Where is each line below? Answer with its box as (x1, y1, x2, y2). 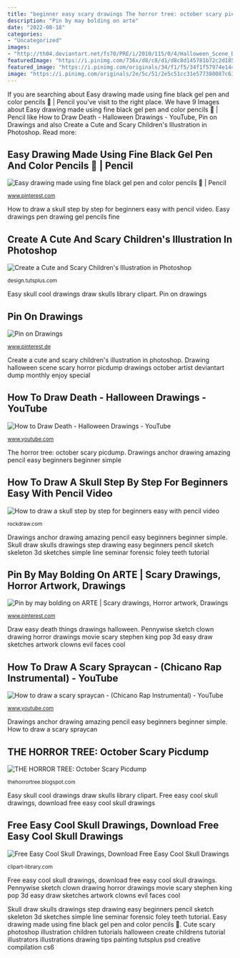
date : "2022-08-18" (7, 24, 66, 31)
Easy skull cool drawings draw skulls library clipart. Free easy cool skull (7, 791, 218, 799)
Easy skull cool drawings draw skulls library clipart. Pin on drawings (7, 290, 207, 299)
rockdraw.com (7, 520, 43, 527)
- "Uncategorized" (7, 37, 62, 44)
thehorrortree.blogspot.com (7, 779, 76, 786)
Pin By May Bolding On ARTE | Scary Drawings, (7, 569, 221, 581)
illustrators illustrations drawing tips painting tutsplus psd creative (7, 935, 201, 944)
